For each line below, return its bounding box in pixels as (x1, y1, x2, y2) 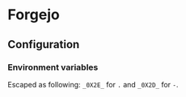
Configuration (7, 38, 80, 51)
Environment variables (7, 62, 99, 73)
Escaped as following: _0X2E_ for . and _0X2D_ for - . (7, 79, 179, 89)
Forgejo (7, 6, 60, 24)
